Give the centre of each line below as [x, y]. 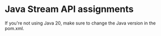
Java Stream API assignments [69, 9]
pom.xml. [14, 28]
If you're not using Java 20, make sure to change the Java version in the [80, 23]
